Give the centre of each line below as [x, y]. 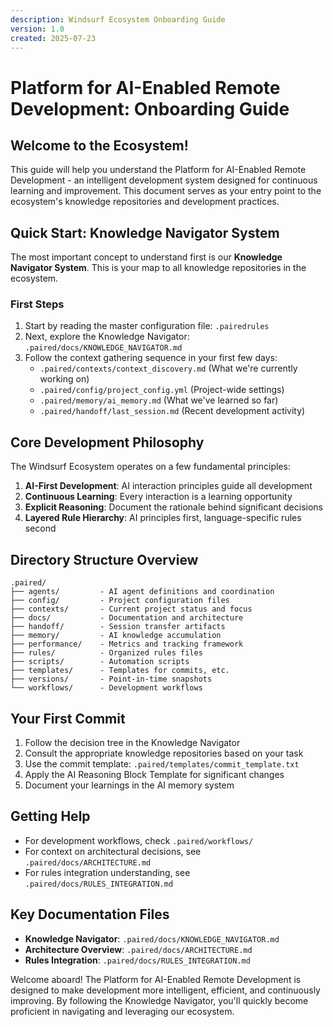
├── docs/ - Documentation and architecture [127, 618]
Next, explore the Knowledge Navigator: [107, 337]
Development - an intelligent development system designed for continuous [164, 180]
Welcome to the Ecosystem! [99, 145]
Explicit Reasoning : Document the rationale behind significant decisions [174, 507]
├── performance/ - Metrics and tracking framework [127, 644]
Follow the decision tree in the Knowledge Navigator [132, 742]
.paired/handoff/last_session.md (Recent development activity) [172, 411]
